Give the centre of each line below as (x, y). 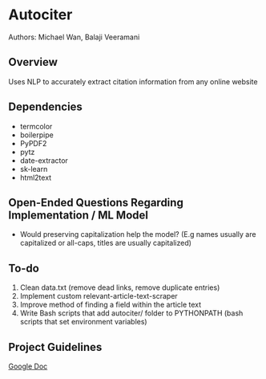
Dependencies (45, 107)
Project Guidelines (55, 347)
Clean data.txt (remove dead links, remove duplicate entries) (120, 287)
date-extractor (44, 160)
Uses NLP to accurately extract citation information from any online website (133, 81)
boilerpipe (36, 135)
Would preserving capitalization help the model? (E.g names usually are (138, 234)
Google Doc (28, 366)
